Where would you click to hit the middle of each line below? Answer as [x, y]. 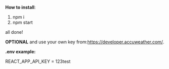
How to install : [21, 7]
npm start [22, 22]
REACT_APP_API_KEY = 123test [38, 61]
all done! [14, 32]
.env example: [20, 52]
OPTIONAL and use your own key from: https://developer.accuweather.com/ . [85, 42]
